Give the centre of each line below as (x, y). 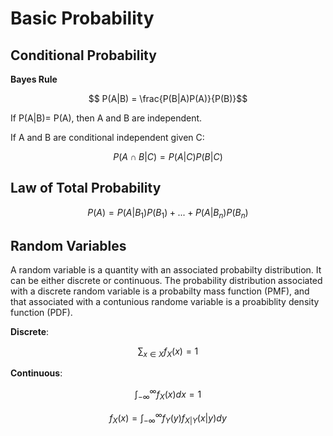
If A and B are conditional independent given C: (107, 137)
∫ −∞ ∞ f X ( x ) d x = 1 (168, 394)
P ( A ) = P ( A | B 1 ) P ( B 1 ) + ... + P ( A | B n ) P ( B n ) (168, 213)
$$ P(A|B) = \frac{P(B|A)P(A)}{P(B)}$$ (168, 98)
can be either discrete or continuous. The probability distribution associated (166, 281)
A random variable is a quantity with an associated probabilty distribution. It (166, 270)
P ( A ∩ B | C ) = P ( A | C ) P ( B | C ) (168, 156)
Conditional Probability (83, 55)
